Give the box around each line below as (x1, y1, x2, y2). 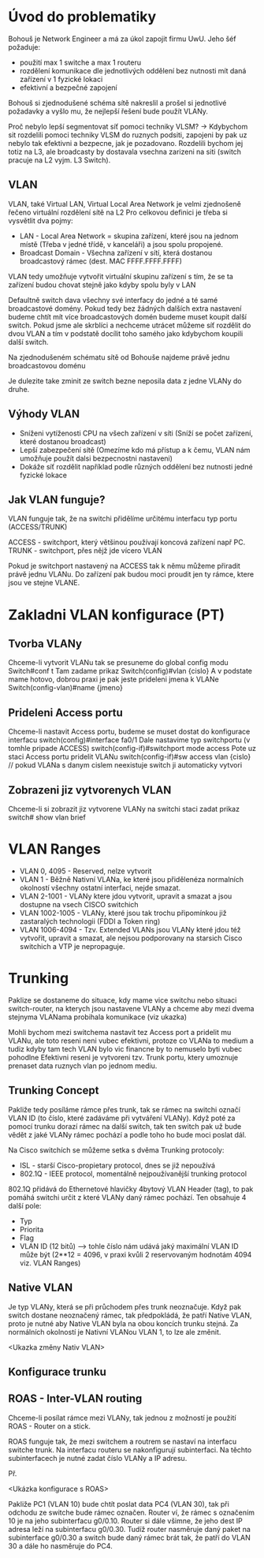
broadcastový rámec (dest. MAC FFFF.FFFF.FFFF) (19, 256, 183, 266)
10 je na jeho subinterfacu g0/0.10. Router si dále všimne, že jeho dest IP (8, 1515, 243, 1526)
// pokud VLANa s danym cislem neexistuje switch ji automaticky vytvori (8, 760, 243, 770)
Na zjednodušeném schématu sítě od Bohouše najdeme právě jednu (8, 352, 230, 362)
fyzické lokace (19, 470, 67, 480)
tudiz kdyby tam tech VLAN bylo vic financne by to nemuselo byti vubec (8, 1044, 243, 1053)
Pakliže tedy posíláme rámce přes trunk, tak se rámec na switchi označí (8, 1104, 240, 1114)
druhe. (8, 384, 30, 394)
